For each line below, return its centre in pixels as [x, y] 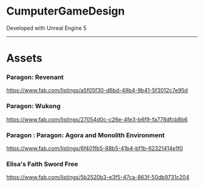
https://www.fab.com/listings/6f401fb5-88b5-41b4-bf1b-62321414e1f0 [95, 148]
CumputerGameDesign [66, 11]
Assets [24, 58]
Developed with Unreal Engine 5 [46, 28]
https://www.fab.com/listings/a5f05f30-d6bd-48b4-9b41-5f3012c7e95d [97, 90]
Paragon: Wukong [33, 106]
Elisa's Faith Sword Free [42, 164]
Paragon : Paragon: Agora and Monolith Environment [86, 135]
